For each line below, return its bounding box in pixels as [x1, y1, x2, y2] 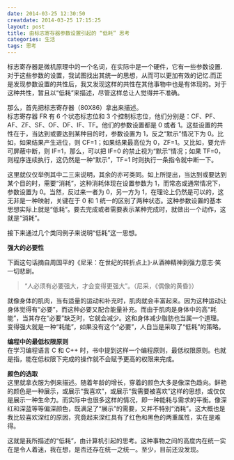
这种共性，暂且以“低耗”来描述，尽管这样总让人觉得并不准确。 [7, 88, 184, 97]
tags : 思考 [7, 42, 37, 49]
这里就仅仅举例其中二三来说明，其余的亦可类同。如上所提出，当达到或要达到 [7, 170, 227, 178]
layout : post [7, 23, 45, 30]
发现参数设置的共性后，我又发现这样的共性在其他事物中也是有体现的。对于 [13, 80, 227, 88]
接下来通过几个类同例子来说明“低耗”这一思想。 [7, 229, 141, 237]
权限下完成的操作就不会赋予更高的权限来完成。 [43, 355, 178, 363]
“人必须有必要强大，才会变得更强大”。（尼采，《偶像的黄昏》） [24, 282, 198, 290]
